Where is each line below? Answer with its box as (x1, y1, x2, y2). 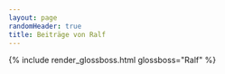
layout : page (8, 13, 58, 23)
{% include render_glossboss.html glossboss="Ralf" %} (8, 55, 217, 66)
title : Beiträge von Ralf (8, 30, 106, 39)
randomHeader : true (8, 22, 82, 31)
